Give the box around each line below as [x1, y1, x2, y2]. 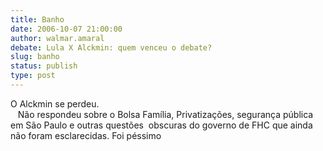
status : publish [10, 61, 78, 71]
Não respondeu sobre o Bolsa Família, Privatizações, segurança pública [17, 108, 314, 120]
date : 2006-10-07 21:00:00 [10, 24, 123, 34]
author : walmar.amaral [10, 33, 105, 43]
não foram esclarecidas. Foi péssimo [10, 129, 162, 141]
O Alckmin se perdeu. [10, 97, 100, 110]
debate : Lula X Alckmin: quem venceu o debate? [10, 42, 213, 53]
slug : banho [10, 52, 60, 62]
